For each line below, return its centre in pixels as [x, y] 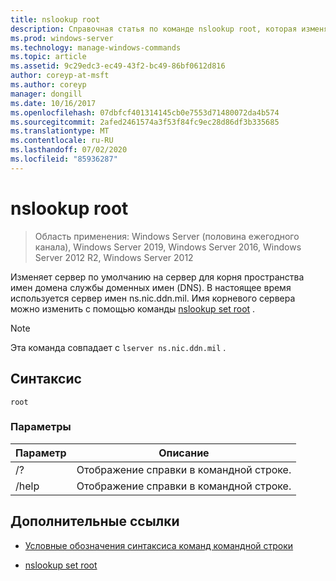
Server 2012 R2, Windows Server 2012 [114, 257]
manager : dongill [46, 94]
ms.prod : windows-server [62, 38]
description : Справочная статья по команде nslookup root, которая [154, 29]
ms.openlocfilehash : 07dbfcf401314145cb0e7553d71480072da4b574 [145, 112]
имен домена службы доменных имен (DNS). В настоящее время [151, 287]
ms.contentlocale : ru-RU [62, 141]
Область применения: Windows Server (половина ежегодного [167, 236]
